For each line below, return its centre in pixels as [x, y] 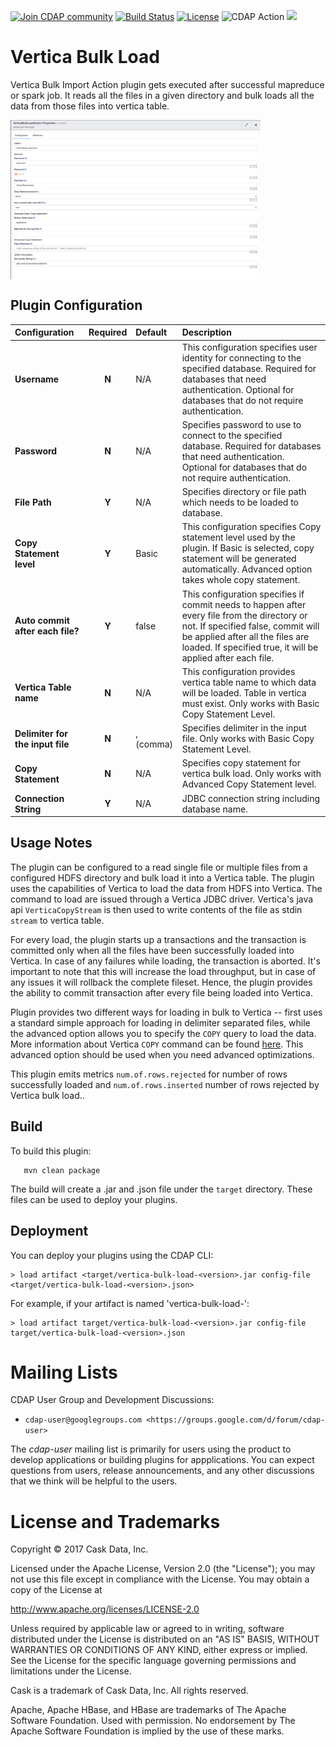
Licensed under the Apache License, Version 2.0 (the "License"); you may [163, 1569]
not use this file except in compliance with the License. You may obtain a [160, 1579]
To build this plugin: [51, 1151]
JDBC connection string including [250, 798]
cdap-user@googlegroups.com [83, 1420]
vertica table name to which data [249, 682]
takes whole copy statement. [241, 580]
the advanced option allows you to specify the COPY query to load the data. [163, 1033]
